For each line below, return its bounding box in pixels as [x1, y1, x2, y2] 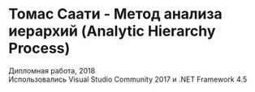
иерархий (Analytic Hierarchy [8, 22, 216, 40]
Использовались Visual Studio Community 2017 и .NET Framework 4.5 [8, 74, 248, 84]
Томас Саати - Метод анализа [8, 5, 223, 23]
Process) [8, 40, 71, 57]
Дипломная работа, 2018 [8, 65, 96, 75]
